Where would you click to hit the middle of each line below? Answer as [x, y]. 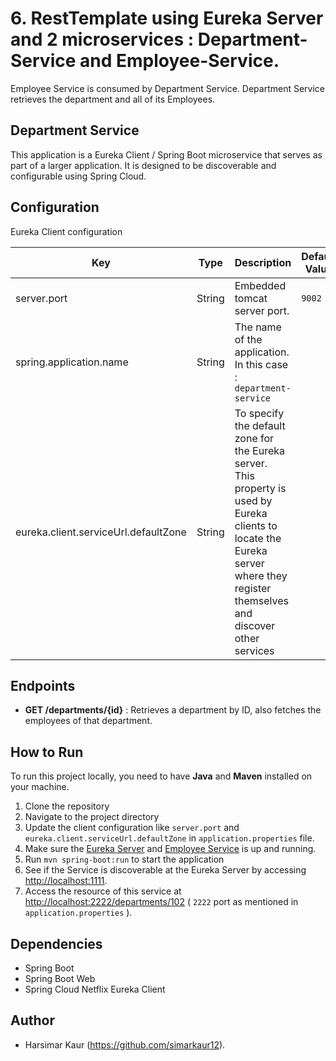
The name [258, 327]
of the [248, 339]
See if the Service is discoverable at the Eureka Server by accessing [165, 870]
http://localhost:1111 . [66, 881]
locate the [258, 538]
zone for [254, 438]
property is [260, 488]
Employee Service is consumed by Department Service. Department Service [168, 88]
